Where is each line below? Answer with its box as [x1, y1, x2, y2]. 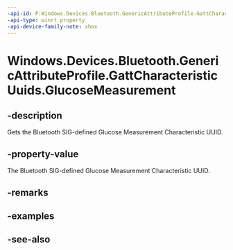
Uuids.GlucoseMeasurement [7, 82, 176, 98]
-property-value [7, 148, 79, 160]
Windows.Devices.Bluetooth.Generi [7, 53, 219, 69]
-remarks [7, 186, 49, 198]
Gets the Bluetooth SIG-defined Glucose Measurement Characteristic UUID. [7, 128, 223, 136]
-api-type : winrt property [7, 17, 85, 24]
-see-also [7, 233, 51, 246]
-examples [7, 210, 55, 222]
